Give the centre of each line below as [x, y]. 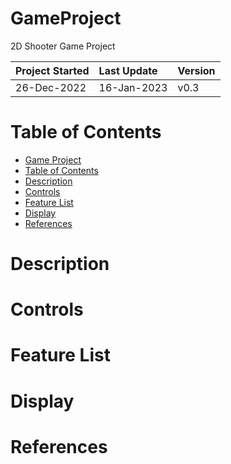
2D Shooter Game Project [63, 46]
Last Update [128, 70]
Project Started [52, 70]
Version [196, 70]
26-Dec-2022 [51, 87]
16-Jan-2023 [133, 87]
